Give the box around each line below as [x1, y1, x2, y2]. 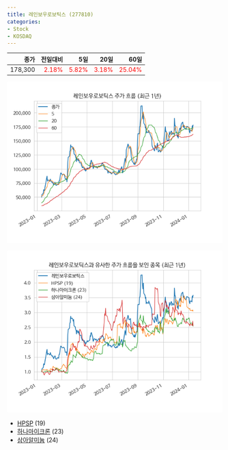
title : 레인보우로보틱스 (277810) [7, 11, 94, 18]
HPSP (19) [16, 418, 46, 427]
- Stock [7, 25, 29, 32]
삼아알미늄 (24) [16, 436, 59, 444]
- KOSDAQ [7, 33, 32, 40]
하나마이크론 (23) [16, 427, 64, 435]
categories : [7, 18, 41, 25]
